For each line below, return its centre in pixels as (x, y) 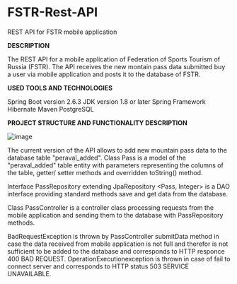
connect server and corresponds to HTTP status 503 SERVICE (98, 266)
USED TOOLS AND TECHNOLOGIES (60, 88)
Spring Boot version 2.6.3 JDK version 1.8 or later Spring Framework (107, 101)
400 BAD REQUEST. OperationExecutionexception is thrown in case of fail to (119, 259)
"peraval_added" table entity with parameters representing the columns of (116, 165)
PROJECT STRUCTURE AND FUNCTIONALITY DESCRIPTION (97, 123)
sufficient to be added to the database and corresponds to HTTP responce (116, 251)
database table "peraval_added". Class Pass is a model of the (97, 158)
